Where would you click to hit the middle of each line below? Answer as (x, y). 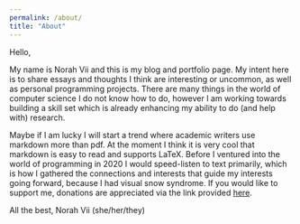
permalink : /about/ (46, 18)
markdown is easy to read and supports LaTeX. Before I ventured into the (145, 154)
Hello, (20, 51)
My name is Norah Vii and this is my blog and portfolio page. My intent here (150, 70)
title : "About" (38, 26)
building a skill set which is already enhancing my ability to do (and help (143, 107)
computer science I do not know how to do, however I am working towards (148, 98)
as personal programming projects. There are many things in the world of (145, 89)
